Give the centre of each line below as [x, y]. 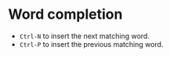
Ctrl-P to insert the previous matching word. [91, 44]
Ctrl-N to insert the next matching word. [85, 36]
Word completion [65, 14]
